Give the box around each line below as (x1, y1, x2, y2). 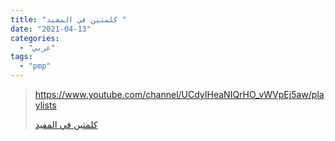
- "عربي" (19, 42, 56, 53)
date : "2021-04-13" (10, 24, 92, 34)
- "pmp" (19, 61, 52, 71)
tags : (10, 52, 33, 62)
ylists (34, 99, 57, 111)
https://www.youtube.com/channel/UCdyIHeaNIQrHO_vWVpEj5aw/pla (34, 89, 325, 100)
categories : (10, 33, 60, 43)
